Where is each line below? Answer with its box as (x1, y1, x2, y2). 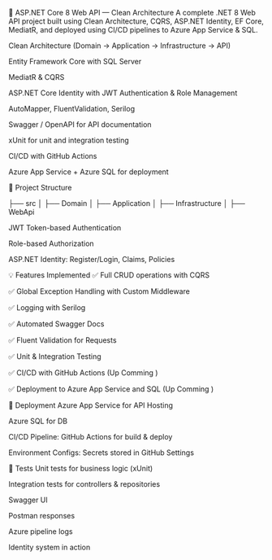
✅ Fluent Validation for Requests (8, 335, 117, 345)
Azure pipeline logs (8, 527, 73, 536)
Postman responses (8, 511, 76, 520)
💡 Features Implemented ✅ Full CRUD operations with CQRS (8, 270, 210, 280)
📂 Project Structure (8, 183, 72, 192)
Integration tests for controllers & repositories (8, 479, 161, 488)
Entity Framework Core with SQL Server (8, 57, 142, 66)
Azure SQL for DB (8, 416, 67, 426)
